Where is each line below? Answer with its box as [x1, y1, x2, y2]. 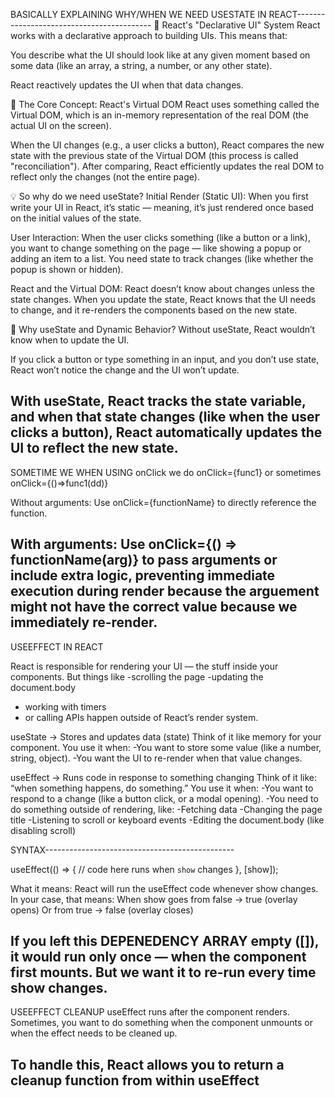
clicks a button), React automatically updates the [10, 424, 323, 441]
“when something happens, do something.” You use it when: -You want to [10, 782, 314, 794]
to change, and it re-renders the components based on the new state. [10, 304, 298, 316]
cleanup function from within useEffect [10, 1072, 260, 1089]
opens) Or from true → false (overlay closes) [10, 904, 194, 916]
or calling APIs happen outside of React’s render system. [24, 711, 259, 723]
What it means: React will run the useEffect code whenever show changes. [10, 882, 319, 894]
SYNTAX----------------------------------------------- [10, 844, 235, 856]
